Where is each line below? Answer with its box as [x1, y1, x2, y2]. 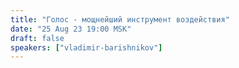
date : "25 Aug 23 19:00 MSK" [10, 24, 132, 34]
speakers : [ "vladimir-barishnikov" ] [10, 42, 163, 53]
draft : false [10, 33, 65, 43]
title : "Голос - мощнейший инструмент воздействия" [10, 14, 230, 25]
